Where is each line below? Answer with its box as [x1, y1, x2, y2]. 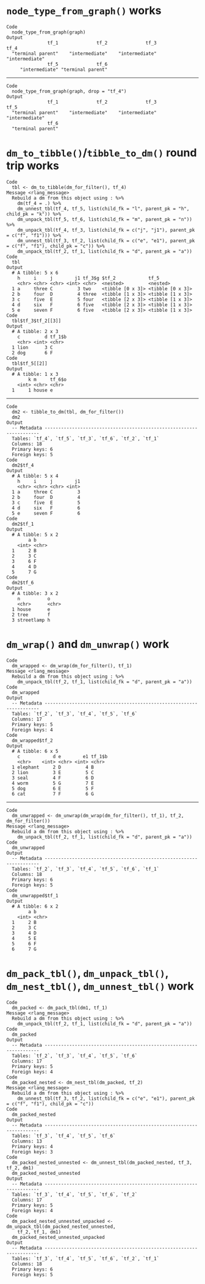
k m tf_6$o [28, 376, 67, 382]
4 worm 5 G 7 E [12, 780, 95, 786]
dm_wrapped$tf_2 [12, 737, 53, 744]
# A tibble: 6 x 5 [12, 748, 59, 754]
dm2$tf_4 [12, 462, 34, 468]
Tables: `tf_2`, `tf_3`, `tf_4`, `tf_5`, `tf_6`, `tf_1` [12, 866, 160, 872]
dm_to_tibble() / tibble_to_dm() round [6, 146, 197, 160]
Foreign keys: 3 [12, 1149, 53, 1155]
